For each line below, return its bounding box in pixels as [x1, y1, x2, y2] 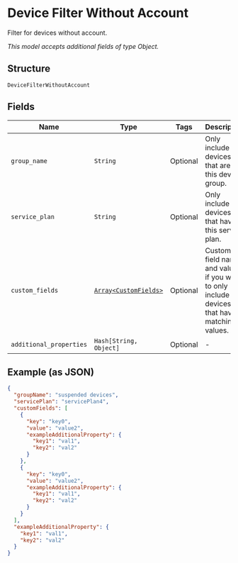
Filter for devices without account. [7, 28, 108, 37]
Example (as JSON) [7, 366, 94, 378]
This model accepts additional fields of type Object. [7, 42, 159, 50]
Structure [7, 62, 51, 75]
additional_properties [11, 340, 87, 348]
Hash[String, [93, 337, 138, 345]
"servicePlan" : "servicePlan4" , [13, 398, 110, 406]
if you [205, 272, 225, 281]
